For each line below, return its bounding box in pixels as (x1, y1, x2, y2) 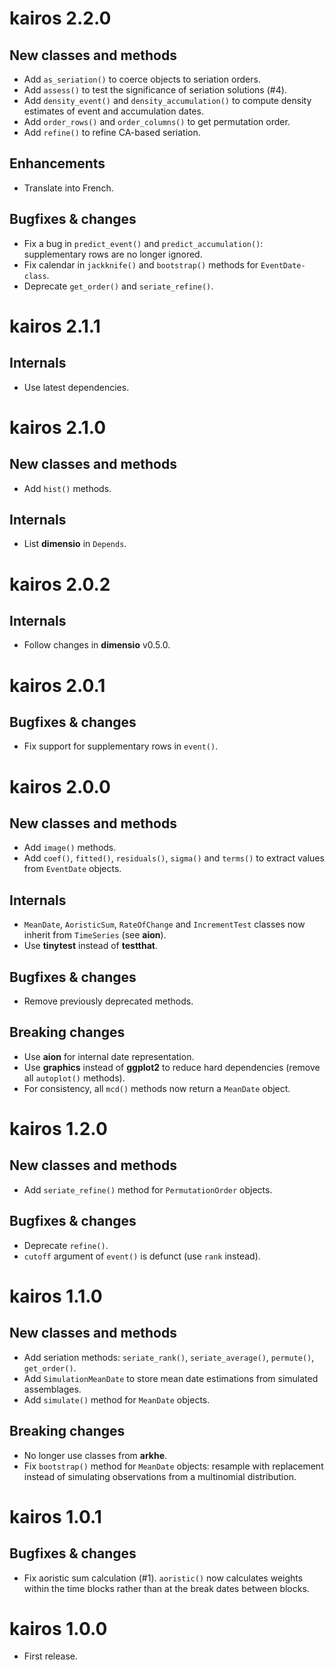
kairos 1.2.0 (9, 1118, 108, 1141)
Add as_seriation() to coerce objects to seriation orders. (23, 73, 261, 85)
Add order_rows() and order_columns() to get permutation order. (23, 116, 291, 127)
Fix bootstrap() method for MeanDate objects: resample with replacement (23, 1460, 324, 1472)
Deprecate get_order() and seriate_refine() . (23, 280, 214, 292)
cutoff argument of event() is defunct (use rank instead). (23, 1250, 261, 1262)
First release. (23, 1650, 78, 1662)
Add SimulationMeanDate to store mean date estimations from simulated (23, 1372, 319, 1384)
